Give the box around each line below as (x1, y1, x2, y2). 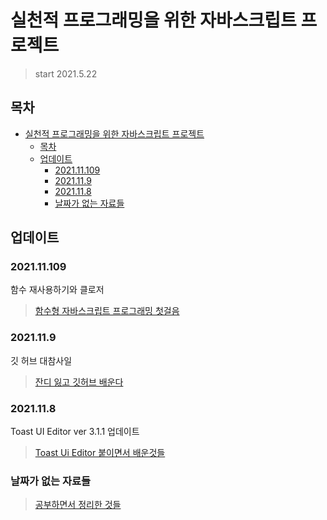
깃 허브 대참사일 (10, 354, 73, 366)
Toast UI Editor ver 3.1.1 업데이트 (10, 426, 140, 438)
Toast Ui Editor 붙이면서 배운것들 (34, 447, 166, 459)
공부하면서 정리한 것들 (34, 499, 122, 511)
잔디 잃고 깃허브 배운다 (34, 376, 124, 388)
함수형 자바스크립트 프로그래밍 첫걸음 (34, 305, 180, 317)
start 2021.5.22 (34, 67, 98, 80)
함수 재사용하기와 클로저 (10, 284, 105, 296)
